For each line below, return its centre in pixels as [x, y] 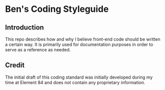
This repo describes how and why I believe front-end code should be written [83, 39]
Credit [15, 65]
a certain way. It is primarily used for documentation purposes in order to [79, 45]
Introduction [25, 27]
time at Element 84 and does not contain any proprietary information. [75, 82]
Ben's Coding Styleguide [57, 9]
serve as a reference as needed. [38, 50]
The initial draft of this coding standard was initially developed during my [79, 77]
